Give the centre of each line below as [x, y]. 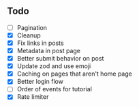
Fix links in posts [40, 43]
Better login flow [40, 82]
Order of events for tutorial [54, 89]
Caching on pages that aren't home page [75, 74]
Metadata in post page [48, 51]
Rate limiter [33, 97]
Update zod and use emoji [54, 66]
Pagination [32, 27]
